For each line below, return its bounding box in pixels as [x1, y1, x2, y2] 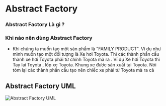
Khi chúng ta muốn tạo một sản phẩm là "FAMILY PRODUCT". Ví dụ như [12, 46, 161, 52]
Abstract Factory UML [5, 81, 76, 90]
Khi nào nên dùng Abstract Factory [5, 35, 93, 42]
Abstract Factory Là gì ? [5, 21, 65, 28]
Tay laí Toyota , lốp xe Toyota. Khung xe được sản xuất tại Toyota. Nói [12, 62, 157, 68]
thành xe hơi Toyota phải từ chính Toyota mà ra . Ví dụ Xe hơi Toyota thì [12, 56, 160, 63]
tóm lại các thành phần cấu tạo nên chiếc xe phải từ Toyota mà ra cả [12, 67, 154, 73]
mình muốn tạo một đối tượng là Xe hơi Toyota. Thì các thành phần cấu [12, 51, 159, 57]
